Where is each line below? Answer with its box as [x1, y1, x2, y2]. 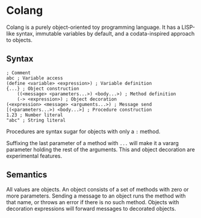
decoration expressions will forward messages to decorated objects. [6, 205, 176, 212]
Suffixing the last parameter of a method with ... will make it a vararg [6, 139, 179, 146]
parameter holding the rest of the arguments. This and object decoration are [6, 146, 196, 153]
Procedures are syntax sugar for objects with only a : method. [6, 128, 161, 135]
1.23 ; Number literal [6, 112, 63, 118]
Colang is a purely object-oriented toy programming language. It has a [6, 23, 181, 31]
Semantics [6, 170, 48, 180]
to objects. [6, 36, 33, 43]
